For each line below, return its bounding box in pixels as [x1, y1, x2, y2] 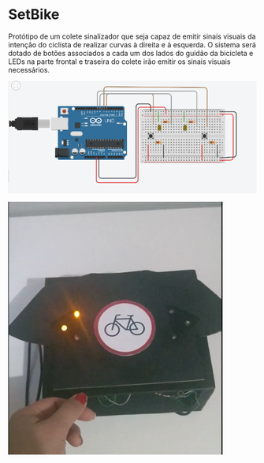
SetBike [8, 6, 60, 24]
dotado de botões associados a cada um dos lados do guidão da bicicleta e [8, 48, 254, 58]
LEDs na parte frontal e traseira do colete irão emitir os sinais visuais [8, 57, 231, 66]
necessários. [8, 65, 50, 74]
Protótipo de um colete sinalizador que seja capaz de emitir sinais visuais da [8, 32, 256, 41]
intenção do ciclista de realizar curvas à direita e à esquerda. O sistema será [8, 39, 256, 49]
